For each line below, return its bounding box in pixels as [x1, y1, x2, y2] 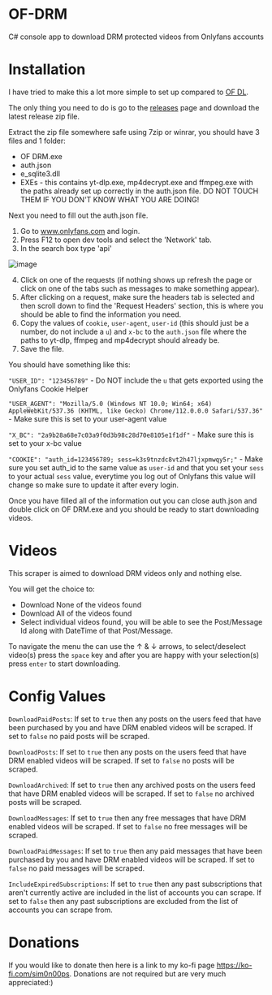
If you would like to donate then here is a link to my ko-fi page [8, 960, 215, 970]
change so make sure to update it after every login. [8, 480, 179, 490]
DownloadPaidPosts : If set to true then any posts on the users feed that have [8, 714, 261, 724]
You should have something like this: [8, 359, 132, 370]
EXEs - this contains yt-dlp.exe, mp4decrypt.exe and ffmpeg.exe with [19, 177, 253, 187]
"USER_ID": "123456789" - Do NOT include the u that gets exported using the [8, 375, 264, 385]
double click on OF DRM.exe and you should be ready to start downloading [8, 504, 260, 514]
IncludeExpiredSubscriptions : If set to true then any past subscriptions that [8, 879, 262, 889]
